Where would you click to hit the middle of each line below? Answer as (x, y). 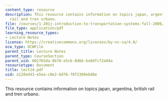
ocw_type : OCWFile (24, 47)
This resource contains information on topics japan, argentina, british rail (80, 89)
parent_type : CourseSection (34, 56)
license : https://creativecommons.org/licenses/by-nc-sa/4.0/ (71, 42)
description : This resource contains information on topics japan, (77, 14)
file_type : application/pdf (34, 28)
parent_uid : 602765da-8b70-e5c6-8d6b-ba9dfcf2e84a (59, 61)
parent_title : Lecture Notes (35, 51)
